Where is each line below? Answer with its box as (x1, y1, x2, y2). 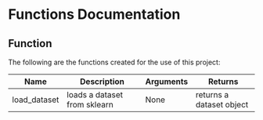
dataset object (195, 100, 249, 110)
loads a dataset (66, 89, 124, 100)
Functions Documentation (8, 5, 181, 24)
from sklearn (66, 100, 113, 110)
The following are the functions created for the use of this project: (8, 57, 221, 67)
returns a (195, 89, 229, 100)
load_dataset (12, 94, 59, 105)
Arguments (145, 76, 189, 87)
